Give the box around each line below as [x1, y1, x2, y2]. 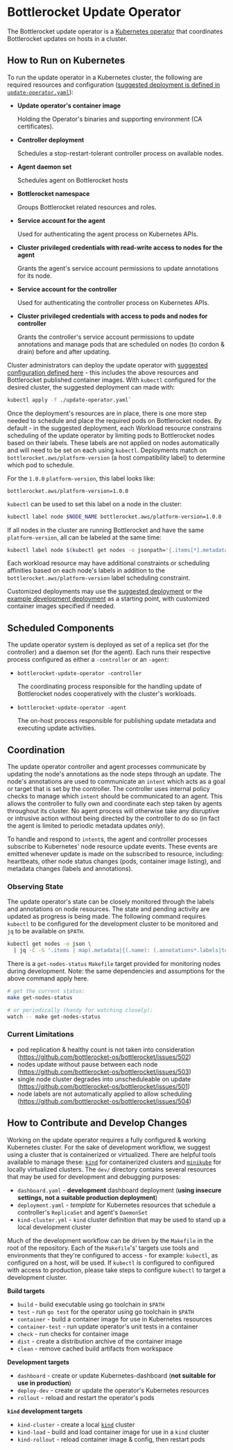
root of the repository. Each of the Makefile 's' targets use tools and [7, 1244, 199, 1252]
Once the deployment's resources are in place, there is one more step [7, 409, 207, 417]
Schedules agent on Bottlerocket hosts [17, 176, 128, 184]
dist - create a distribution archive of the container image [17, 1337, 182, 1345]
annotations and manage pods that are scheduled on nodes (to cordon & [17, 340, 225, 348]
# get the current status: [7, 987, 85, 995]
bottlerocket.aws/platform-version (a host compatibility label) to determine [7, 453, 225, 462]
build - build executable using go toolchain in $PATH [17, 1300, 165, 1308]
